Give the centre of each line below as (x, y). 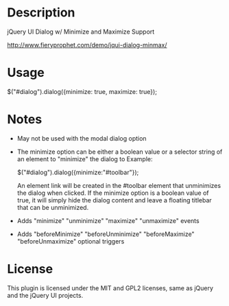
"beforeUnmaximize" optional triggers (71, 241)
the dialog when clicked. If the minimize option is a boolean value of (113, 193)
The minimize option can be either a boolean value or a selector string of (120, 152)
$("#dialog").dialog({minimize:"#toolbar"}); (78, 172)
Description (41, 13)
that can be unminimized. (53, 207)
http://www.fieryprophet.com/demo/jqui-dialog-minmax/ (87, 45)
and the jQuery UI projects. (45, 295)
